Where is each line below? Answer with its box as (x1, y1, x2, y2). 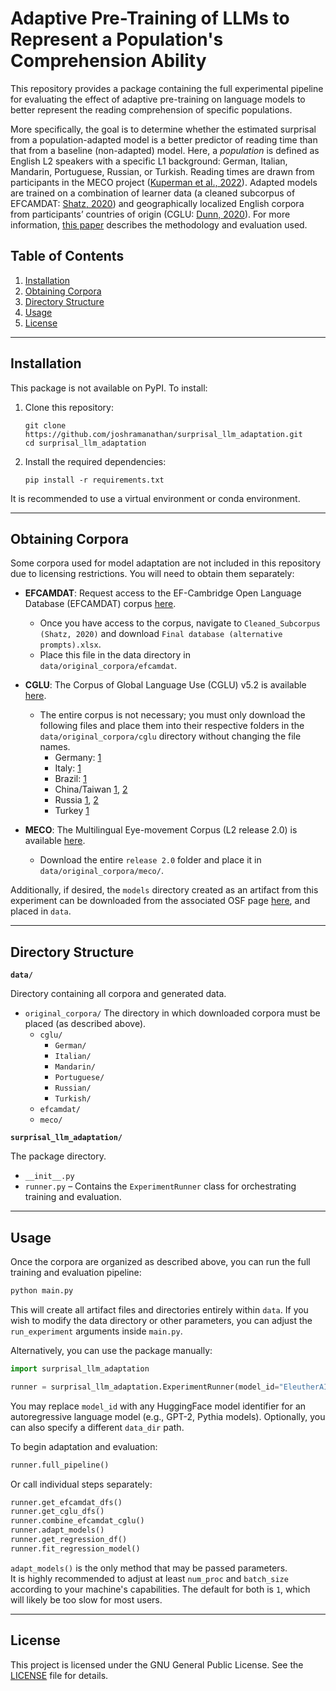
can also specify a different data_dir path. (10, 1421, 185, 1433)
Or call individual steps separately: (10, 1478, 153, 1490)
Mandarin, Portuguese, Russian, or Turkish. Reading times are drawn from (10, 165, 315, 177)
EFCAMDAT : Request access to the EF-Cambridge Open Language (24, 587, 302, 599)
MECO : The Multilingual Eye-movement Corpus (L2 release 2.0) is (24, 824, 298, 836)
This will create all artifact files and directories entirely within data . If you (10, 1303, 309, 1316)
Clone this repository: (24, 401, 114, 413)
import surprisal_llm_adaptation (10, 1363, 150, 1374)
